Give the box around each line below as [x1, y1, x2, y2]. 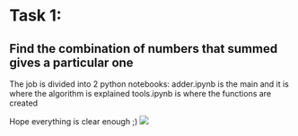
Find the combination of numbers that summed [9, 41, 278, 56]
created [9, 98, 39, 108]
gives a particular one [9, 55, 134, 70]
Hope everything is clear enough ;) [9, 116, 138, 126]
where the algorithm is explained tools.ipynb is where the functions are [9, 89, 272, 98]
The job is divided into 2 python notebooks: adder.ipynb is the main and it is [9, 79, 289, 89]
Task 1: [9, 5, 62, 26]
